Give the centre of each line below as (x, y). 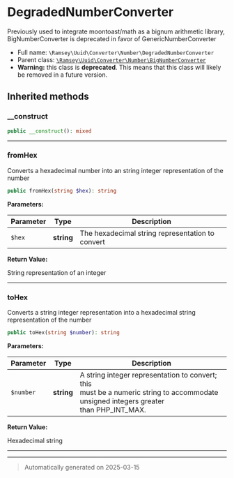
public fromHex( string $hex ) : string (62, 191)
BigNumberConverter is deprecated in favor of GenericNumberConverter (112, 38)
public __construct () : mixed (49, 131)
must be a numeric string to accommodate (149, 392)
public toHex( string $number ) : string (63, 332)
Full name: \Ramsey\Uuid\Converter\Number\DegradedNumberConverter (116, 52)
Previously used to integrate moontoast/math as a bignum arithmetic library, (116, 31)
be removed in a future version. (62, 75)
